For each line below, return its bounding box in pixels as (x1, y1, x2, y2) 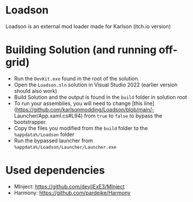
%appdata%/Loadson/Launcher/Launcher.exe (13, 144, 116, 150)
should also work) (13, 87, 57, 94)
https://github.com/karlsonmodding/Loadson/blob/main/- (16, 106, 154, 113)
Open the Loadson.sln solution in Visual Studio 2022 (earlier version (13, 81, 178, 88)
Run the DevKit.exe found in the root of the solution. (13, 75, 140, 82)
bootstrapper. (13, 118, 47, 126)
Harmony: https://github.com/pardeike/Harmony (13, 189, 131, 196)
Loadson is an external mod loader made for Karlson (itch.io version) (5, 23, 171, 30)
